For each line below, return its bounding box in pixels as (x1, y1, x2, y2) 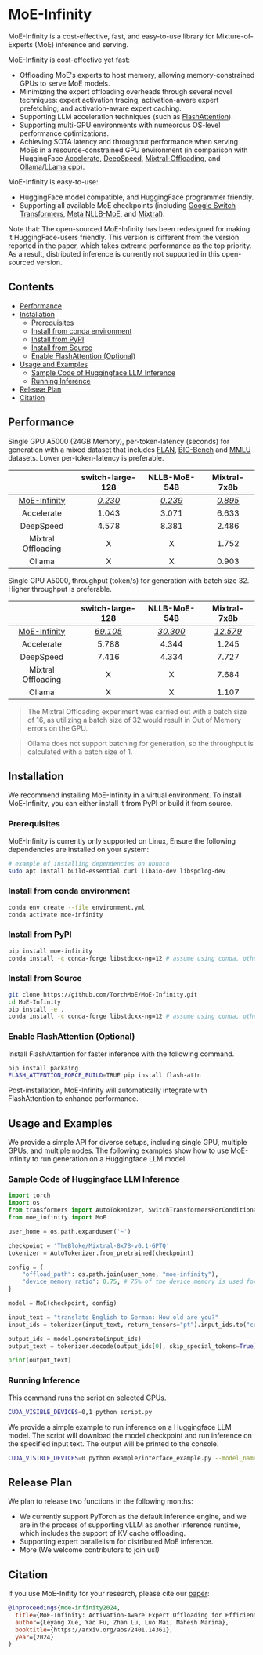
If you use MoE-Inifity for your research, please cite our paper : (8, 1589, 210, 1598)
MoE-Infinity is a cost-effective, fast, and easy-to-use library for (8, 31, 215, 41)
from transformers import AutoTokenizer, (8, 1206, 146, 1214)
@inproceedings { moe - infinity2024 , (8, 1604, 121, 1612)
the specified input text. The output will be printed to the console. (8, 1438, 219, 1449)
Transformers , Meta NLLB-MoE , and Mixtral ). (19, 209, 166, 218)
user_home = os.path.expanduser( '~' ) (8, 1227, 131, 1235)
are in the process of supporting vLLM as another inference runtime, (19, 1520, 240, 1529)
